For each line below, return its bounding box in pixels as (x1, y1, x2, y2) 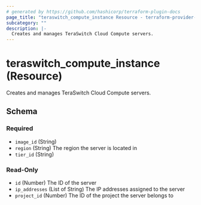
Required (6, 124, 33, 133)
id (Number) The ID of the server (14, 179, 97, 186)
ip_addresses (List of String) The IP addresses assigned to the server (14, 186, 185, 193)
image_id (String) (14, 138, 57, 145)
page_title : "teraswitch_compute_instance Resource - (6, 14, 144, 20)
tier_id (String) (14, 151, 54, 158)
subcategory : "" (6, 20, 47, 26)
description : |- (6, 25, 47, 32)
